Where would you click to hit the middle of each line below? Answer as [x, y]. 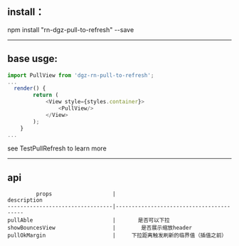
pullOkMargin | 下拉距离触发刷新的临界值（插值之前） [117, 236]
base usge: [33, 59]
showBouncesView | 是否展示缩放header [100, 228]
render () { [30, 88]
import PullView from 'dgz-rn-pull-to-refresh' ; [81, 75]
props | [76, 194]
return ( [46, 95]
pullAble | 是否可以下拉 [89, 220]
